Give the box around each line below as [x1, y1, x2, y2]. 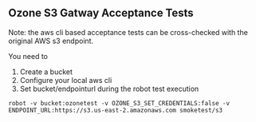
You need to [8, 51, 48, 61]
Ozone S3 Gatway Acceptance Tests [8, 6, 194, 20]
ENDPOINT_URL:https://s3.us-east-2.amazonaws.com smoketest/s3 [8, 106, 223, 114]
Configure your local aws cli [19, 75, 112, 85]
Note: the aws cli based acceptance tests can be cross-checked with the [8, 27, 249, 37]
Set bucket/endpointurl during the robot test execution [19, 84, 199, 93]
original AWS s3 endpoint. [8, 36, 94, 45]
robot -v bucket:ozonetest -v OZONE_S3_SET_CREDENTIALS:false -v [8, 99, 230, 107]
